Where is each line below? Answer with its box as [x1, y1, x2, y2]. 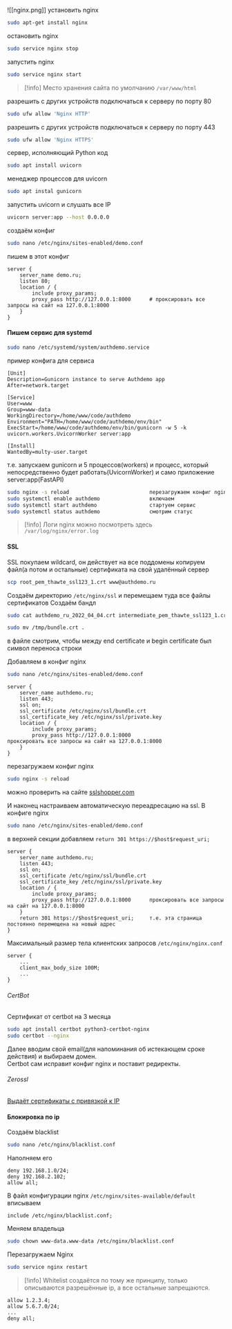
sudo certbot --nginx [7, 1032, 70, 1039]
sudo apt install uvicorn [7, 162, 81, 169]
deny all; [7, 1314, 36, 1322]
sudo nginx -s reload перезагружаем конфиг [7, 488, 212, 495]
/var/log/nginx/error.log [23, 528, 99, 535]
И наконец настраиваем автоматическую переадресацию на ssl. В [7, 802, 206, 810]
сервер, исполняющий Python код [7, 149, 108, 157]
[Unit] [7, 369, 26, 376]
